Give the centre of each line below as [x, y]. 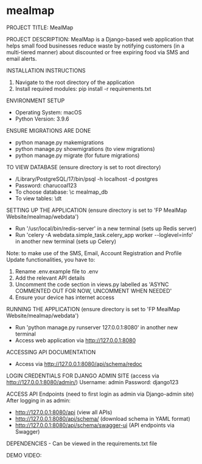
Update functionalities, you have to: [51, 259]
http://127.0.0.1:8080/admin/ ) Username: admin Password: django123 [92, 382]
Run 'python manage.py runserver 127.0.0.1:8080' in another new [96, 327]
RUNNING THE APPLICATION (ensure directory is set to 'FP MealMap [93, 309]
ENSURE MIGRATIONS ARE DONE [49, 130]
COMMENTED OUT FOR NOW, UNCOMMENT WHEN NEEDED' [93, 290]
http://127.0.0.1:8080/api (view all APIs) [64, 412]
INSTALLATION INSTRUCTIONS [46, 70]
